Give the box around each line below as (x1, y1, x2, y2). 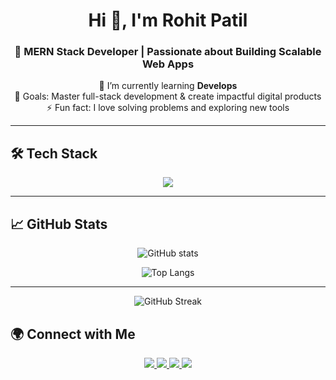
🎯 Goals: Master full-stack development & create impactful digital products (14, 90, 322, 103)
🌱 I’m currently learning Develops (98, 80, 238, 92)
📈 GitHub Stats (10, 215, 108, 233)
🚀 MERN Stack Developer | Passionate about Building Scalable (14, 45, 322, 59)
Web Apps (141, 57, 195, 71)
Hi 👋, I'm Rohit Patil (88, 9, 248, 32)
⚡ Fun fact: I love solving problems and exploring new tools (46, 102, 290, 114)
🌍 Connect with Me (10, 325, 136, 343)
